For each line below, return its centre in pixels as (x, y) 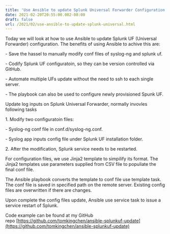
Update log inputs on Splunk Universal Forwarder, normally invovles (76, 104)
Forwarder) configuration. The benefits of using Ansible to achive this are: (83, 44)
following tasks (21, 109)
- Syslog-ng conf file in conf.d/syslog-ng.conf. (54, 129)
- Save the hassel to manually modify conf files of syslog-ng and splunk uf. (84, 54)
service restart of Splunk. (32, 206)
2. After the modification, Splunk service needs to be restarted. (71, 149)
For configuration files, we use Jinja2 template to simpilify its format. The (82, 159)
